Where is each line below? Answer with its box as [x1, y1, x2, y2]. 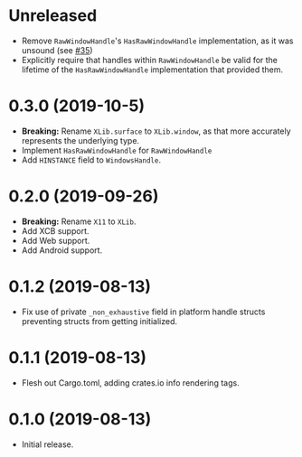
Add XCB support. [21, 225, 90, 236]
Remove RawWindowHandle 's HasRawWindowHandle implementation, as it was [21, 35, 294, 46]
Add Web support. [21, 235, 90, 246]
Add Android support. [21, 245, 103, 256]
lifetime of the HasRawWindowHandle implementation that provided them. [21, 64, 284, 75]
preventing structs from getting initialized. [21, 315, 178, 326]
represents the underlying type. [21, 135, 140, 145]
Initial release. [21, 439, 74, 450]
